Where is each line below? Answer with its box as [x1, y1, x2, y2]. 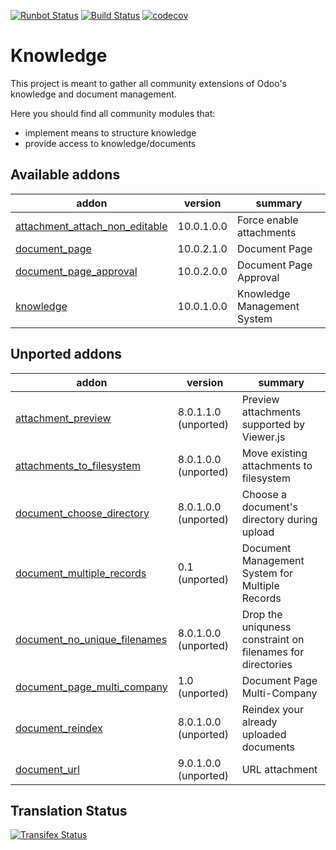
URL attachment [241, 762, 318, 776]
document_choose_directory [15, 506, 150, 520]
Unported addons [10, 346, 123, 363]
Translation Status [10, 802, 128, 819]
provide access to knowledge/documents [24, 137, 197, 149]
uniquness [241, 620, 292, 634]
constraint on [241, 632, 305, 646]
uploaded [241, 727, 287, 741]
